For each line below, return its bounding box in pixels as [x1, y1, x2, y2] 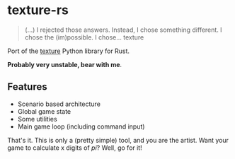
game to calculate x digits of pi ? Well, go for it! [7, 143, 143, 152]
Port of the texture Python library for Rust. [7, 47, 130, 55]
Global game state [17, 107, 71, 115]
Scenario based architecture [17, 100, 101, 108]
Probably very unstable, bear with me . [7, 60, 122, 69]
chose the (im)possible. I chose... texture [24, 33, 144, 41]
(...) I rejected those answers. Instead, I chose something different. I [24, 25, 222, 34]
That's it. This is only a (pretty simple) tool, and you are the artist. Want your [7, 136, 229, 144]
